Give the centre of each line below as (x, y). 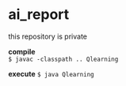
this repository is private (48, 36)
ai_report (39, 15)
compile (22, 51)
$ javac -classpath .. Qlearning (63, 59)
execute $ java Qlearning (52, 73)
